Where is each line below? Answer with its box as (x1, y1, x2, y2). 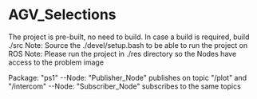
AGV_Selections (8, 6, 117, 24)
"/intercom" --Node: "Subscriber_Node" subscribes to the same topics (8, 81, 241, 91)
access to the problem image (8, 57, 105, 67)
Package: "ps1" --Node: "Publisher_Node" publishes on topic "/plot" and (8, 73, 247, 82)
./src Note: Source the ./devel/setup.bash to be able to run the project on (8, 40, 248, 49)
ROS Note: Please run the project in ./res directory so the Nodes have (8, 49, 237, 58)
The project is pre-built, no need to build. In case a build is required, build (8, 32, 250, 42)
